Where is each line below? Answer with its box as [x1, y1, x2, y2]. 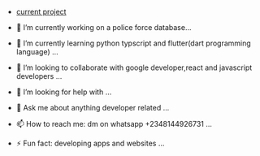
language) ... [15, 47, 58, 56]
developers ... [15, 71, 63, 80]
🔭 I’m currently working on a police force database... [15, 23, 192, 32]
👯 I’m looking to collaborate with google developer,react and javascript [15, 63, 253, 72]
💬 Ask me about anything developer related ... [15, 103, 170, 112]
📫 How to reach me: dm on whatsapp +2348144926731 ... [15, 119, 213, 128]
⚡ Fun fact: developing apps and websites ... [15, 138, 165, 148]
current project [15, 7, 67, 16]
